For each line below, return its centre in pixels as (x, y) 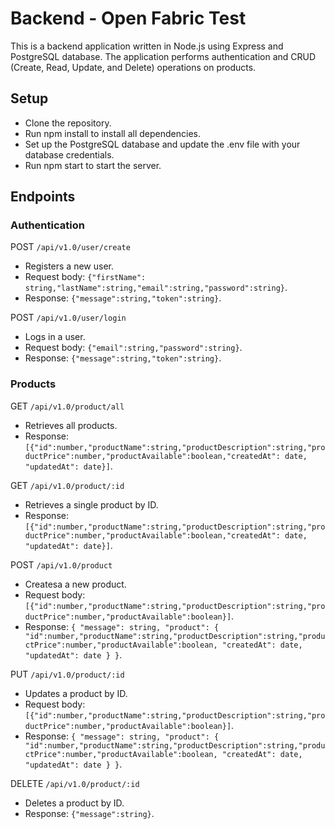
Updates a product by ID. (76, 693)
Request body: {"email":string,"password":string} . (133, 348)
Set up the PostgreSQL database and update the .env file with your (162, 144)
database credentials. (69, 154)
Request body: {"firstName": (85, 277)
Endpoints (43, 197)
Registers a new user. (69, 266)
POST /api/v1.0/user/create (70, 247)
